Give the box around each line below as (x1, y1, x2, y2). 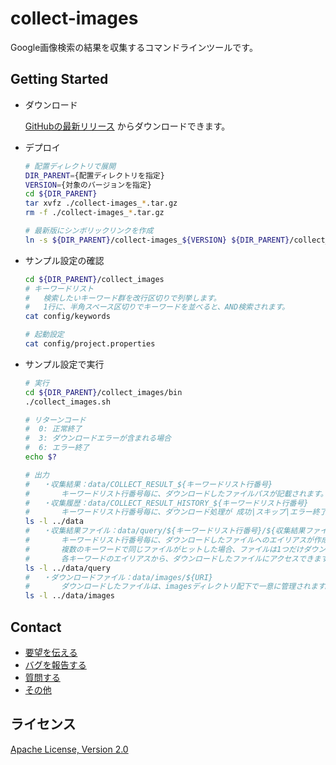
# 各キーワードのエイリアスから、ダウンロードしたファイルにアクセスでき (24, 553, 314, 564)
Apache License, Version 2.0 (10, 743, 129, 755)
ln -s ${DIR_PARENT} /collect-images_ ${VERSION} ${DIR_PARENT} (24, 235, 290, 245)
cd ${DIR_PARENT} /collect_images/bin (24, 387, 183, 397)
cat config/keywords (24, 312, 111, 322)
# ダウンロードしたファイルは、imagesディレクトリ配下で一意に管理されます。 (24, 582, 333, 592)
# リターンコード (24, 415, 87, 425)
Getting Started (10, 71, 109, 88)
